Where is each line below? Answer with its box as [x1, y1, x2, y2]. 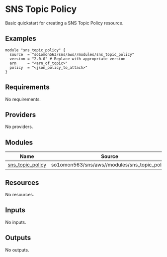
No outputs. [5, 247, 29, 253]
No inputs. [5, 219, 26, 225]
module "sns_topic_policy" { [5, 47, 66, 53]
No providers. [5, 124, 33, 130]
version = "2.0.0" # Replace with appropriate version [9, 56, 126, 61]
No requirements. [5, 96, 41, 102]
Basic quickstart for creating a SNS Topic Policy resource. [5, 20, 124, 26]
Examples [5, 34, 36, 43]
